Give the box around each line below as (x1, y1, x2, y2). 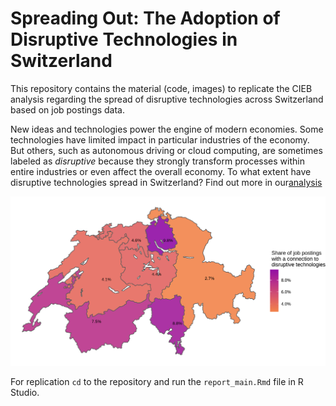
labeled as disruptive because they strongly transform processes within (10, 155, 305, 167)
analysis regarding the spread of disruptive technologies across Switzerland (10, 93, 324, 105)
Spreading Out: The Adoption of (10, 7, 281, 30)
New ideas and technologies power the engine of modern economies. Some (10, 123, 324, 135)
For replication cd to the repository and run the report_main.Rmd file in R (10, 376, 304, 388)
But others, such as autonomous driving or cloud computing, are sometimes (10, 144, 323, 156)
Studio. (10, 387, 40, 399)
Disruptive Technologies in (10, 28, 238, 51)
